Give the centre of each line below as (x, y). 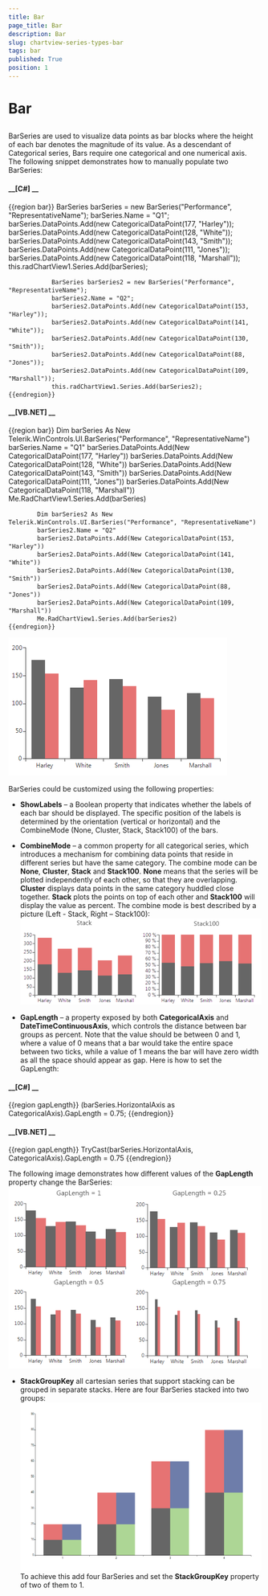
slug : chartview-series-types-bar (66, 43)
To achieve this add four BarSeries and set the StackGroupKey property (139, 1577)
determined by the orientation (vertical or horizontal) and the (120, 821)
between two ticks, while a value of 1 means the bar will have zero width (139, 1051)
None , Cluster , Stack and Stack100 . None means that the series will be (139, 871)
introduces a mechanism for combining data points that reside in (126, 854)
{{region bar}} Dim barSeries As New (69, 430)
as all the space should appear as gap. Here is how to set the (121, 1060)
